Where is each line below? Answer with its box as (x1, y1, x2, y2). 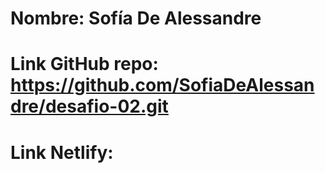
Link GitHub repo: (10, 53, 159, 76)
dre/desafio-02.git (10, 95, 169, 118)
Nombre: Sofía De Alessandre (10, 7, 262, 30)
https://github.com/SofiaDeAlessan (10, 74, 315, 97)
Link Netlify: (10, 141, 114, 164)
